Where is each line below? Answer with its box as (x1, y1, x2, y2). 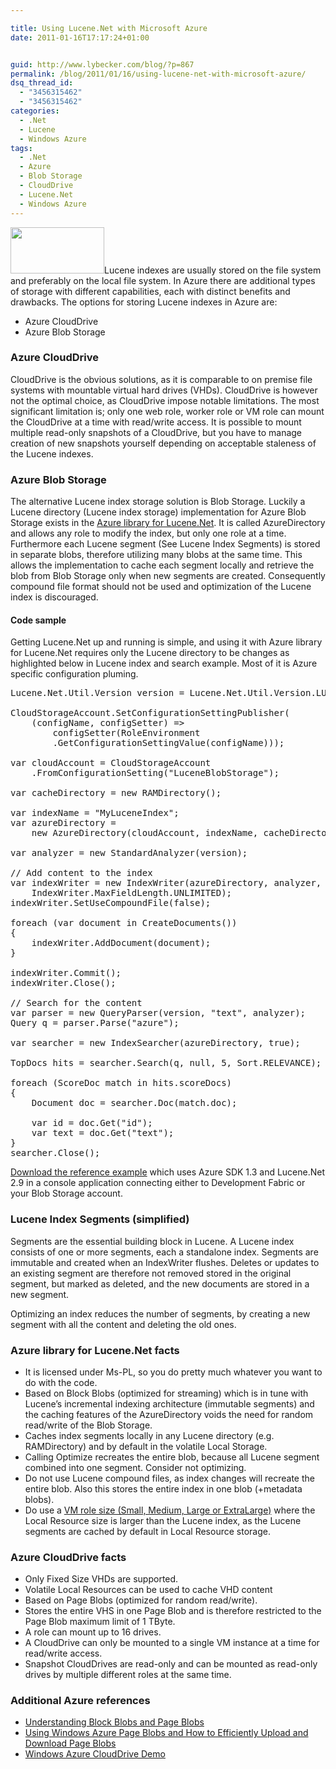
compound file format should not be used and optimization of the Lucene (10, 581, 312, 593)
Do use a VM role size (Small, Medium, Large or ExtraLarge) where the (24, 1504, 316, 1516)
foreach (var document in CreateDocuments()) (10, 917, 238, 929)
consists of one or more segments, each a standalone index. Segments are (10, 1246, 319, 1258)
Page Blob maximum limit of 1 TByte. (24, 1616, 176, 1628)
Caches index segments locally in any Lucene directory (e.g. (24, 1429, 275, 1441)
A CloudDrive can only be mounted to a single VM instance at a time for (24, 1637, 320, 1649)
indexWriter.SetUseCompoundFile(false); (10, 897, 212, 909)
